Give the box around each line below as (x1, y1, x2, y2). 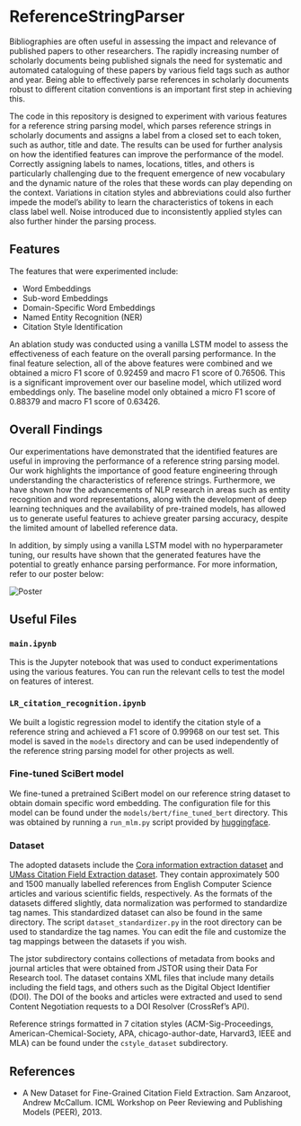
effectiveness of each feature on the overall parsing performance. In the (9, 348, 277, 359)
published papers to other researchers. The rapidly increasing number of (9, 45, 279, 56)
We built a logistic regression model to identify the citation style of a (9, 716, 261, 727)
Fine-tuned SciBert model (9, 767, 124, 780)
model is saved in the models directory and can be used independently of (9, 735, 279, 747)
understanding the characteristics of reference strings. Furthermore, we (9, 474, 276, 485)
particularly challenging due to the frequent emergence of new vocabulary (9, 168, 286, 179)
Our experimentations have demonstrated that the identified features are (9, 446, 279, 457)
